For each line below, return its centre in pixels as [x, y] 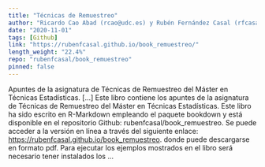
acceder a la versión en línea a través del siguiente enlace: [103, 131]
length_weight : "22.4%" [47, 52]
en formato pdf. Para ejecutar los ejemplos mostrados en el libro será [121, 147]
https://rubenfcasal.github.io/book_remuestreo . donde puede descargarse [129, 139]
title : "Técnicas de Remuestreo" [63, 15]
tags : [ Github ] [33, 37]
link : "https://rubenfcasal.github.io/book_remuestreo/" [104, 45]
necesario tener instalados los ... [61, 156]
